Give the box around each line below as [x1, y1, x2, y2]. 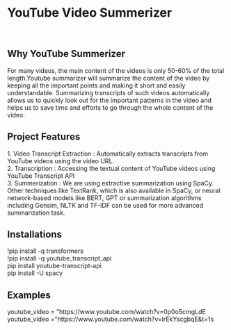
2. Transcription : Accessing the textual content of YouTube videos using [7, 164, 216, 172]
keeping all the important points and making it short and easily [7, 81, 186, 90]
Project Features [7, 131, 81, 143]
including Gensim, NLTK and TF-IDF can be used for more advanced [7, 201, 204, 209]
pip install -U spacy [7, 269, 63, 277]
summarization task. [7, 208, 65, 217]
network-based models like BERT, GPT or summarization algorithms [7, 193, 202, 202]
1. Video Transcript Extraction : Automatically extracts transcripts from [7, 149, 209, 158]
